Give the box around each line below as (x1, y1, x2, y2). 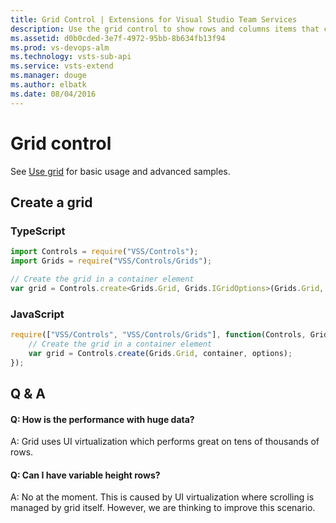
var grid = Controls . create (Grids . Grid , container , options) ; (28, 348, 293, 358)
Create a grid (10, 194, 93, 211)
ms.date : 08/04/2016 (10, 89, 97, 99)
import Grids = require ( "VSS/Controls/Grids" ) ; (10, 256, 213, 266)
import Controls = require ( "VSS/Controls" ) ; (10, 247, 199, 257)
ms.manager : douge (10, 71, 87, 81)
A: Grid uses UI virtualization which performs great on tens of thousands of (10, 436, 320, 448)
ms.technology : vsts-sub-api (10, 52, 132, 62)
